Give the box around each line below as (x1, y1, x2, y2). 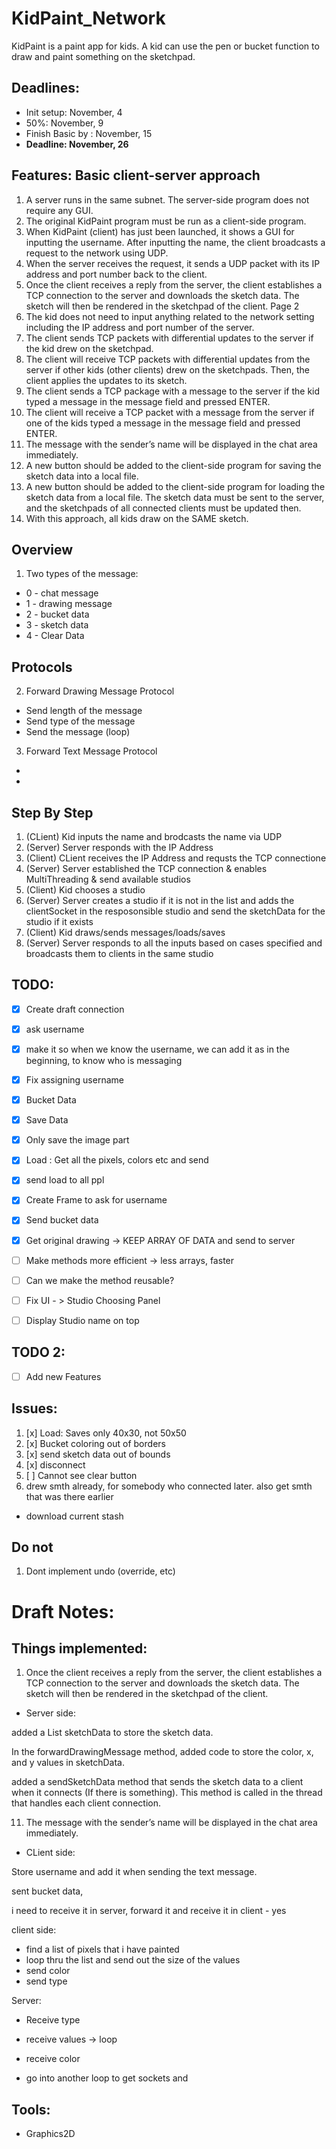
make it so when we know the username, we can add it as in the (25, 1043, 290, 1055)
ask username (25, 1023, 85, 1035)
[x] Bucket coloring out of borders (25, 1437, 166, 1449)
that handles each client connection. (11, 1797, 161, 1809)
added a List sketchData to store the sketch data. (11, 1727, 214, 1739)
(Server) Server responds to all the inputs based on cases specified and (25, 937, 323, 949)
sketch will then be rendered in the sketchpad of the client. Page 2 (25, 300, 300, 312)
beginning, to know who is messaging (25, 1055, 183, 1066)
